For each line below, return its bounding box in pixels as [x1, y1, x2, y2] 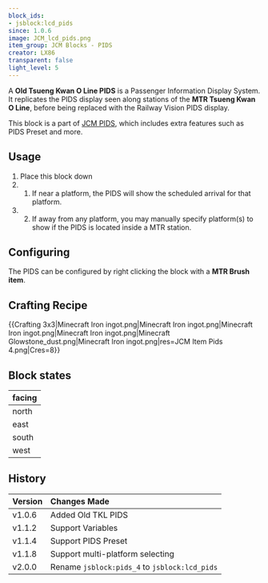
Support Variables [50, 522, 118, 533]
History [8, 472, 46, 485]
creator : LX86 [8, 49, 56, 57]
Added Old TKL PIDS [50, 509, 129, 521]
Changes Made [50, 496, 110, 507]
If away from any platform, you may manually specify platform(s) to [31, 214, 254, 223]
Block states [8, 368, 72, 382]
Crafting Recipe [8, 298, 88, 312]
